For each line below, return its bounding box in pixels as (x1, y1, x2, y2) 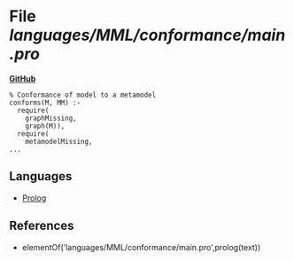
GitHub (9, 73, 36, 83)
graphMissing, (25, 114, 77, 123)
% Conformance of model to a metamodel (9, 91, 157, 99)
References (9, 218, 74, 233)
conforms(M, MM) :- (9, 98, 81, 107)
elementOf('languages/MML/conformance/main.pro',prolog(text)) (21, 241, 261, 252)
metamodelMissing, (25, 137, 93, 146)
